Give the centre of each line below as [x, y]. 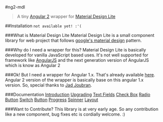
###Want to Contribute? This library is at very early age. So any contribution [82, 109]
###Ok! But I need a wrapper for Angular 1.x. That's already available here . [80, 75]
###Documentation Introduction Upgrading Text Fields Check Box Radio [78, 95]
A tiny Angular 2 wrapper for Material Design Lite [66, 16]
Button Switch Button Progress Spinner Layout [52, 100]
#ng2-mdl [15, 7]
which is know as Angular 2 [33, 65]
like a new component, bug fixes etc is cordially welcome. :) [65, 114]
